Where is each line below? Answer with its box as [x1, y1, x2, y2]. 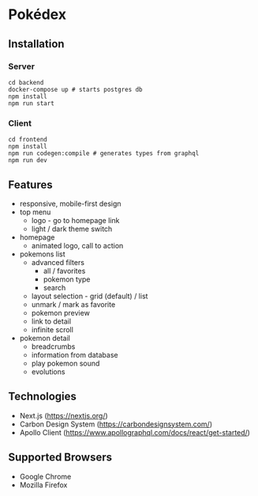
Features [8, 178, 53, 191]
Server [8, 61, 36, 72]
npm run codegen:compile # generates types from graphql [8, 150, 200, 157]
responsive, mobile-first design [19, 199, 122, 208]
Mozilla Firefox [19, 480, 68, 490]
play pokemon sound [31, 358, 100, 368]
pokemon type [43, 275, 91, 284]
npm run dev [8, 157, 47, 165]
